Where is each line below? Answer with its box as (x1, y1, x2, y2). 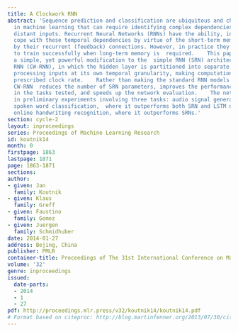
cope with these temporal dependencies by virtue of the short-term (13, 37, 220, 44)
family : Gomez (13, 215, 55, 222)
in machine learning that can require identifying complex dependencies (13, 23, 233, 31)
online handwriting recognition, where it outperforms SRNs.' (13, 109, 201, 116)
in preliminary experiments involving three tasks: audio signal (13, 96, 211, 104)
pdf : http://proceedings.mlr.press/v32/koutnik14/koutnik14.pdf (7, 307, 201, 314)
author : (7, 175, 30, 182)
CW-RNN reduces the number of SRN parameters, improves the (13, 83, 198, 90)
